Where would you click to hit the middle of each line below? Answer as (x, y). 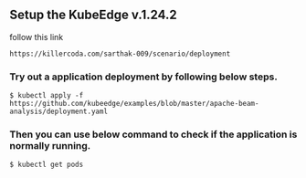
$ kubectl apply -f (47, 96)
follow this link (37, 37)
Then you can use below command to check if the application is (153, 134)
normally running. (50, 146)
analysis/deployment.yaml (58, 112)
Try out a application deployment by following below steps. (144, 77)
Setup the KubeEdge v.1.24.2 (94, 15)
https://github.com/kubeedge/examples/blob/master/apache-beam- (134, 104)
